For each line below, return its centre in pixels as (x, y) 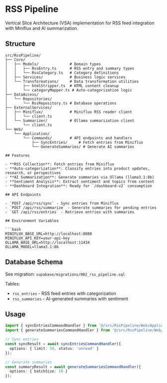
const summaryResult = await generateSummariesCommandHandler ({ (73, 367)
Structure (20, 44)
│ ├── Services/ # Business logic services (65, 77)
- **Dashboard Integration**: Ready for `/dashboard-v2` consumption (79, 186)
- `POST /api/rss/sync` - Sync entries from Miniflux (62, 203)
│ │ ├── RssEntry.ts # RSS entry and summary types (70, 68)
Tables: (13, 284)
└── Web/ (14, 129)
